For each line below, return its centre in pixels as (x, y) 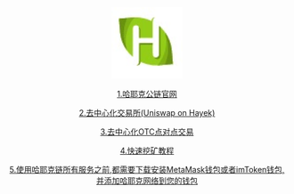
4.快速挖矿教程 (147, 150)
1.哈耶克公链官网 (147, 94)
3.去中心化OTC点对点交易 (147, 132)
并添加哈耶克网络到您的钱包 (147, 181)
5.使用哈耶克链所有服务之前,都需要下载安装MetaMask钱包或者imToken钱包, (147, 170)
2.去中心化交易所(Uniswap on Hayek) (147, 113)
